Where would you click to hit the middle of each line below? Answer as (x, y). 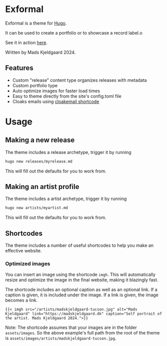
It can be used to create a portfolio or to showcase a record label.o (74, 33)
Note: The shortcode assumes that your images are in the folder (71, 327)
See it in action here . (26, 42)
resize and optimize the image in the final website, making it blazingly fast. (82, 280)
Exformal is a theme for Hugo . (36, 23)
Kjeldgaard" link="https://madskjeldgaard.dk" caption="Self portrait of (84, 314)
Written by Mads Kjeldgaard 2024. (40, 52)
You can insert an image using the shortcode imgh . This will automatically (80, 275)
